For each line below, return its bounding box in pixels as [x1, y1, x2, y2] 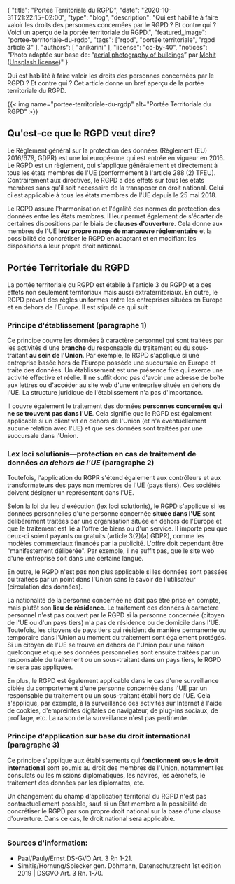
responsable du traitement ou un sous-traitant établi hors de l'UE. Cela [7, 692, 211, 700]
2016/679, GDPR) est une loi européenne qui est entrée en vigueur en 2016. [7, 153, 225, 162]
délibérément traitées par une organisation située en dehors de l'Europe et [7, 517, 222, 526]
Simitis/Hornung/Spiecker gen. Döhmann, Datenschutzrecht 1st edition [17, 861, 222, 870]
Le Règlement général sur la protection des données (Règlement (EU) [7, 146, 208, 155]
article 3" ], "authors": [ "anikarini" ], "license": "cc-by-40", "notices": [7, 43, 208, 51]
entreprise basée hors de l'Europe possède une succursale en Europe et [7, 358, 216, 367]
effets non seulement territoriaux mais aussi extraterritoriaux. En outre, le [7, 288, 218, 296]
